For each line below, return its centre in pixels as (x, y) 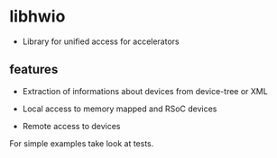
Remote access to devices (71, 126)
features (34, 70)
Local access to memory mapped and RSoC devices (120, 109)
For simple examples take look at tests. (82, 143)
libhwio (37, 17)
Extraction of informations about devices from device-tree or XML (145, 91)
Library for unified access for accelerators (101, 41)
